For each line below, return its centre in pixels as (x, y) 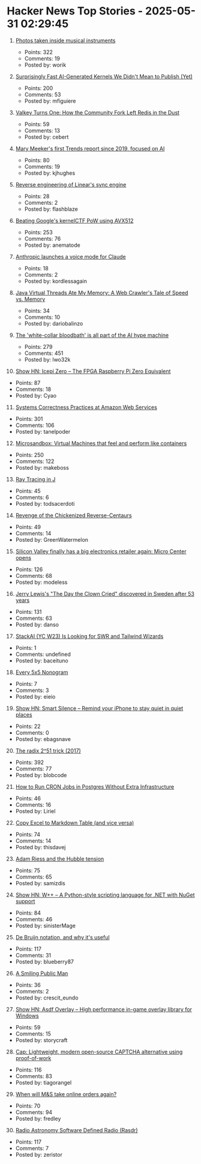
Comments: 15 (33, 1034)
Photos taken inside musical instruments (65, 40)
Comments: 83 (34, 1076)
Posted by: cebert (46, 137)
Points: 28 (37, 196)
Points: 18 (36, 268)
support (25, 901)
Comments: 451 (44, 353)
